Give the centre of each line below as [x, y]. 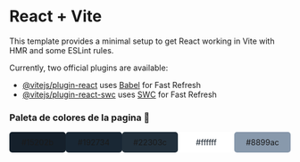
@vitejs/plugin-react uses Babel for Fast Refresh [112, 85]
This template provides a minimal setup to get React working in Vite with [142, 41]
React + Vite [56, 16]
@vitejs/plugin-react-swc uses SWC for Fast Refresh [119, 94]
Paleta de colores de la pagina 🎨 [79, 117]
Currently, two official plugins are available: [89, 68]
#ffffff [206, 142]
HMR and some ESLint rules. [62, 50]
